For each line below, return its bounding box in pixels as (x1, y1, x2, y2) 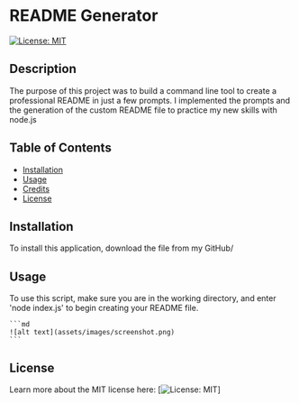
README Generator (9, 5, 159, 26)
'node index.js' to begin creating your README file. (9, 303, 199, 314)
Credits (22, 183, 50, 194)
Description (9, 61, 77, 77)
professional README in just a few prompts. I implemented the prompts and (9, 95, 291, 105)
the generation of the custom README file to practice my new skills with (9, 105, 277, 115)
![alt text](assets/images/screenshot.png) (9, 328, 176, 337)
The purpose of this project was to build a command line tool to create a (9, 85, 277, 96)
